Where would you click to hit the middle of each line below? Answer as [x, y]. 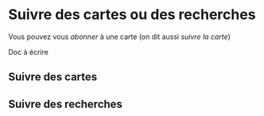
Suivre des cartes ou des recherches [132, 15]
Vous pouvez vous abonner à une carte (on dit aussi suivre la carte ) [119, 37]
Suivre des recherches [66, 104]
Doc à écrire [29, 52]
